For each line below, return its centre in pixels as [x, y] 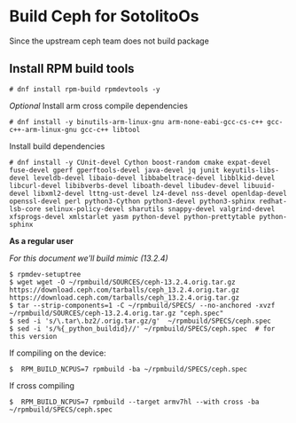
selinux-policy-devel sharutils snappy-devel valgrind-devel [160, 209]
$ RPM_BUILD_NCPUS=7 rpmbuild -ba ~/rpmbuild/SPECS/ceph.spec [129, 369]
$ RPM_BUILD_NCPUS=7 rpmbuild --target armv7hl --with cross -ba [134, 402]
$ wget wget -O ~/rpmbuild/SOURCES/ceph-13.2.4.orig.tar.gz [123, 282]
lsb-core [25, 209]
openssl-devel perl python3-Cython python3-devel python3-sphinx [132, 201]
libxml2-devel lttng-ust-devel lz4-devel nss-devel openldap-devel [160, 193]
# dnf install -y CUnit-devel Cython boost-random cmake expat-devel [140, 162]
